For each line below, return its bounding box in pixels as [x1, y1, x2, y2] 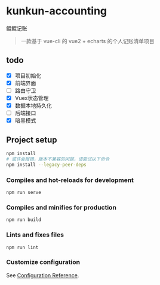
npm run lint [6, 244, 39, 250]
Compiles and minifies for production [6, 203, 116, 211]
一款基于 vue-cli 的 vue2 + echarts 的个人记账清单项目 [20, 37, 155, 44]
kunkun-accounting [6, 4, 107, 18]
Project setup [6, 135, 58, 145]
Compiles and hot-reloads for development [6, 175, 134, 184]
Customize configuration [6, 258, 81, 266]
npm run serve [6, 189, 42, 195]
